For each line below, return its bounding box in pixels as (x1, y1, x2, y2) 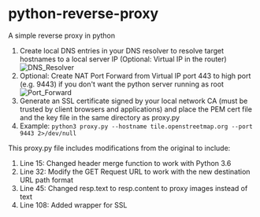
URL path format (19, 175, 73, 185)
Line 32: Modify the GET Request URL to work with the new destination (19, 167, 251, 176)
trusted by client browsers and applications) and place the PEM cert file (19, 104, 252, 114)
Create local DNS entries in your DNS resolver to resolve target (19, 46, 225, 55)
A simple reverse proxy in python (8, 31, 116, 40)
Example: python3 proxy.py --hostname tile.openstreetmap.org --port (19, 121, 254, 131)
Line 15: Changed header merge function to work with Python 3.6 (19, 158, 232, 167)
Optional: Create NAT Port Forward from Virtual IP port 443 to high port (19, 71, 251, 80)
